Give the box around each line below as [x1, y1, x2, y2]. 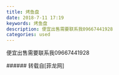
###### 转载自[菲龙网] [6, 62, 65, 70]
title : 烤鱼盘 [6, 9, 40, 15]
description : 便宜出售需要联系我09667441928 [6, 26, 113, 32]
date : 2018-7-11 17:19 [6, 15, 64, 21]
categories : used [6, 32, 51, 38]
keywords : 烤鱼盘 [6, 20, 48, 26]
